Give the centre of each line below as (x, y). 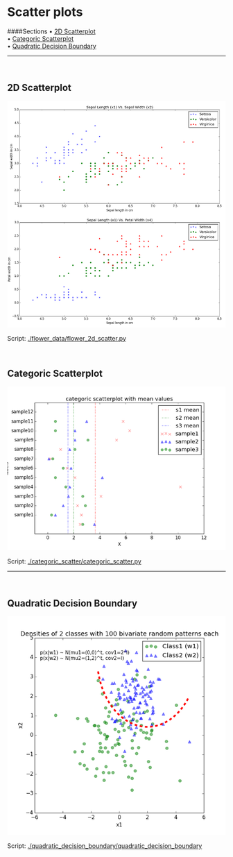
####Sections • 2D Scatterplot (51, 31)
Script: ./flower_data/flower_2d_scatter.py (67, 338)
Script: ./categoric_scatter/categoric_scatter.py (75, 561)
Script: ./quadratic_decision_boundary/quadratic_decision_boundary (105, 846)
